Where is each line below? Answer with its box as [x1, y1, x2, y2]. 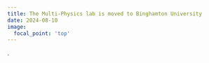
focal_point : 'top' [13, 29, 71, 37]
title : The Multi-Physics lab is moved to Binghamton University [7, 10, 202, 17]
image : [7, 23, 27, 30]
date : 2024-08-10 [7, 17, 58, 24]
